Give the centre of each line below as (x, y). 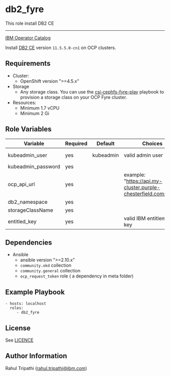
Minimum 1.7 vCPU (40, 108)
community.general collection (50, 271)
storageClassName (31, 210)
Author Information (36, 356)
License (18, 328)
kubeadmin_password (34, 166)
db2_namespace (28, 202)
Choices (153, 144)
